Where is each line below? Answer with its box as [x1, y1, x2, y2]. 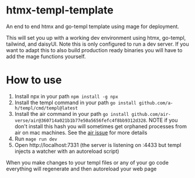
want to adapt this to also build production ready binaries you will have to [6, 46, 183, 53]
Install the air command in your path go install [14, 110, 129, 117]
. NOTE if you [145, 117, 178, 124]
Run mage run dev [14, 135, 57, 142]
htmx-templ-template [6, 4, 114, 17]
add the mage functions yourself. [6, 53, 86, 60]
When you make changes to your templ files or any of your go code [6, 159, 169, 166]
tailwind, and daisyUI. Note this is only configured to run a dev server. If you [6, 40, 189, 47]
